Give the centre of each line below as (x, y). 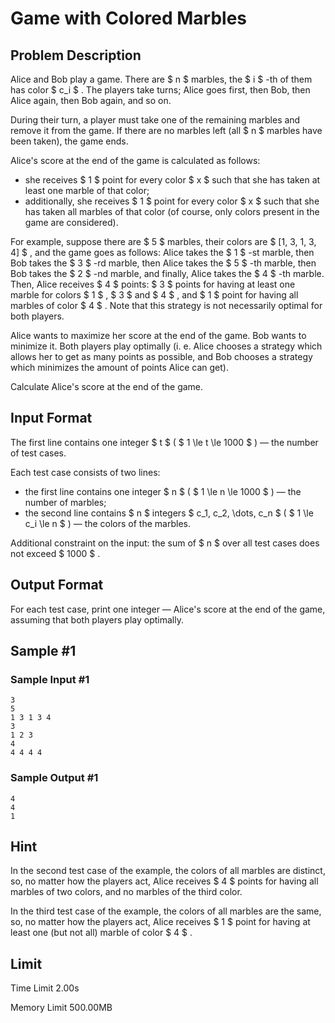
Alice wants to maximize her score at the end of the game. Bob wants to (158, 335)
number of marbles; (65, 502)
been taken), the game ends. (69, 141)
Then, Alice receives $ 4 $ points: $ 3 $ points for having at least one (153, 284)
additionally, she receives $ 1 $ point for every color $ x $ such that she (172, 201)
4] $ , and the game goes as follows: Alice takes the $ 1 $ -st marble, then (162, 252)
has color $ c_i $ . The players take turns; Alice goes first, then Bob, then (160, 90)
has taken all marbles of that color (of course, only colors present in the (172, 211)
